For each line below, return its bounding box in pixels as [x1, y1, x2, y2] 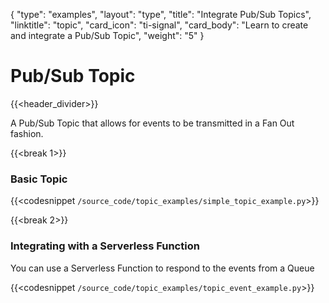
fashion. [10, 127, 44, 139]
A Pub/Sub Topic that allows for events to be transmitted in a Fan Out [10, 117, 295, 129]
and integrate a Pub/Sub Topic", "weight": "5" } [10, 30, 205, 41]
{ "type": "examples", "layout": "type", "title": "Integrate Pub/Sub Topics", [10, 9, 312, 20]
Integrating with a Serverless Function [10, 239, 200, 253]
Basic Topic [10, 172, 68, 186]
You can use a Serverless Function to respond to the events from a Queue [10, 262, 315, 274]
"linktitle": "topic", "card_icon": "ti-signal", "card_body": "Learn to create [10, 19, 309, 31]
